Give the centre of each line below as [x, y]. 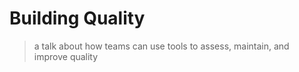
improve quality [66, 56]
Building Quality [77, 18]
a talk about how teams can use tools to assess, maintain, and [161, 46]
